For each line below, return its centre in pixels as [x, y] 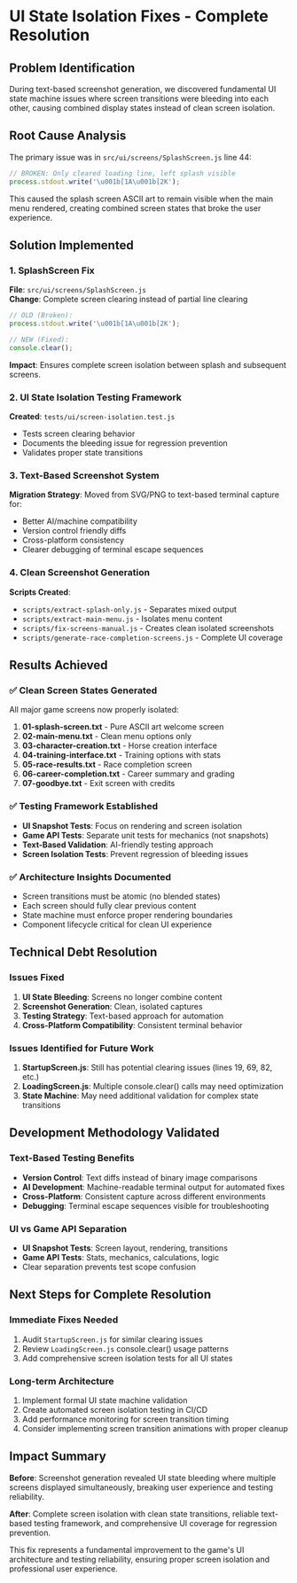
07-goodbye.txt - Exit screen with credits [98, 784]
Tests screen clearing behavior [78, 434]
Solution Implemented [72, 245]
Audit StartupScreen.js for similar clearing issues [113, 1339]
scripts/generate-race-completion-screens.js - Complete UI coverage [152, 637]
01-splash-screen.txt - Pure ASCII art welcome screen [123, 727]
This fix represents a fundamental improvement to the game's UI [127, 1549]
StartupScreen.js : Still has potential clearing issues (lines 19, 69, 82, [147, 1067]
